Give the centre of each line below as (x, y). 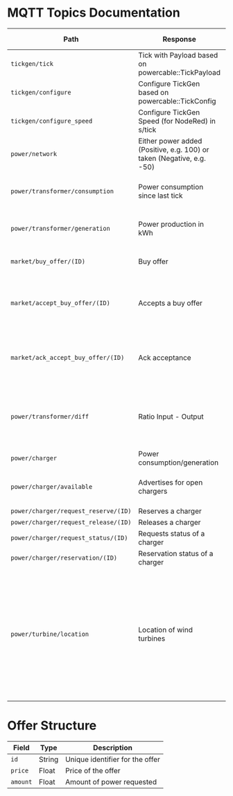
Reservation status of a (176, 553)
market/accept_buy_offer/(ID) (61, 303)
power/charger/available (52, 486)
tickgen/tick (32, 63)
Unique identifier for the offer (113, 759)
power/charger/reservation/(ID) (64, 557)
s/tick (147, 130)
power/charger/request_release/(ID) (71, 522)
